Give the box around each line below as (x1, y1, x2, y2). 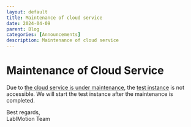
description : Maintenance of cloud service (6, 37, 119, 43)
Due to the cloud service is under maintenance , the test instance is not (6, 84, 185, 91)
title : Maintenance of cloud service (6, 15, 103, 21)
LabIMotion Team (6, 115, 51, 122)
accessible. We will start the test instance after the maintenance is (6, 90, 173, 98)
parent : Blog (6, 26, 40, 32)
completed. (6, 96, 35, 104)
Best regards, (6, 108, 40, 116)
